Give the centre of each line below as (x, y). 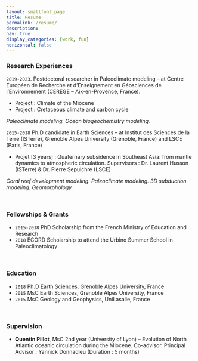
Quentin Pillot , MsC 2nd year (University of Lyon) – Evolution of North (100, 339)
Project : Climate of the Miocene (54, 103)
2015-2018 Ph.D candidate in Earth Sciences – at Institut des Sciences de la (98, 132)
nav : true (18, 34)
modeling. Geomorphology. (40, 187)
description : (22, 28)
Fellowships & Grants (37, 214)
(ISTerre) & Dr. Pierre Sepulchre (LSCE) (63, 169)
